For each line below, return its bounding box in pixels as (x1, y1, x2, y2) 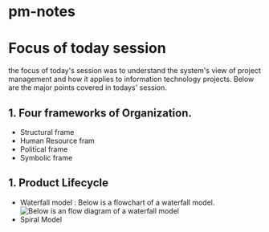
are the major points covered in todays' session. (8, 83, 167, 92)
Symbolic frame (19, 153, 73, 162)
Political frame (19, 144, 68, 154)
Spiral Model (19, 214, 63, 224)
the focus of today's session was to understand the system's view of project (8, 66, 261, 75)
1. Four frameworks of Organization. (8, 106, 193, 120)
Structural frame (19, 127, 75, 136)
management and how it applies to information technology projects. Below (8, 75, 255, 84)
